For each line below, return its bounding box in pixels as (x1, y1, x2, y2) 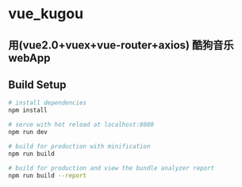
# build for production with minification (8, 142, 151, 151)
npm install (8, 106, 48, 115)
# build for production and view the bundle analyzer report (8, 164, 215, 172)
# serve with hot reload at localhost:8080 (8, 120, 155, 129)
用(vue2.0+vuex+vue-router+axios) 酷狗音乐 (8, 38, 234, 52)
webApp (8, 51, 51, 64)
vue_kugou (8, 5, 84, 23)
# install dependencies (8, 99, 87, 107)
